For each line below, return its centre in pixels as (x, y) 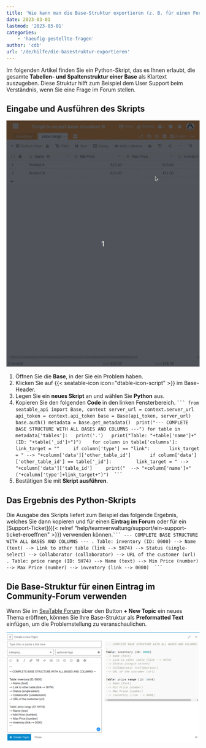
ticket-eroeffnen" (28, 535)
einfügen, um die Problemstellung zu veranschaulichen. (77, 624)
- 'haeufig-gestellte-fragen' (56, 39)
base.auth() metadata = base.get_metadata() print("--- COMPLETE (102, 423)
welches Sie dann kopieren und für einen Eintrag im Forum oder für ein (97, 521)
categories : (21, 33)
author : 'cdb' (25, 45)
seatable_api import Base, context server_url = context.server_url (105, 410)
